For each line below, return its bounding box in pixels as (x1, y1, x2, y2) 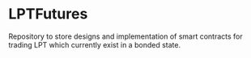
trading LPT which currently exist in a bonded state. (8, 39, 181, 49)
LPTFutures (8, 5, 88, 23)
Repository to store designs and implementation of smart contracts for (8, 31, 243, 41)
